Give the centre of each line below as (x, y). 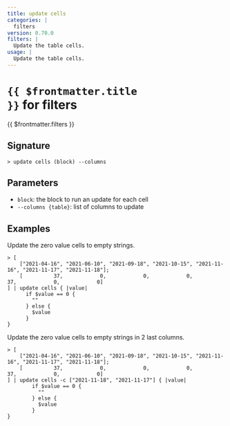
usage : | (20, 53)
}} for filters (42, 105)
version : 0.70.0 (30, 33)
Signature (29, 146)
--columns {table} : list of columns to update (80, 207)
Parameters (33, 183)
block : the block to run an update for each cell (83, 200)
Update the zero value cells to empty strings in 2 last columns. (96, 337)
